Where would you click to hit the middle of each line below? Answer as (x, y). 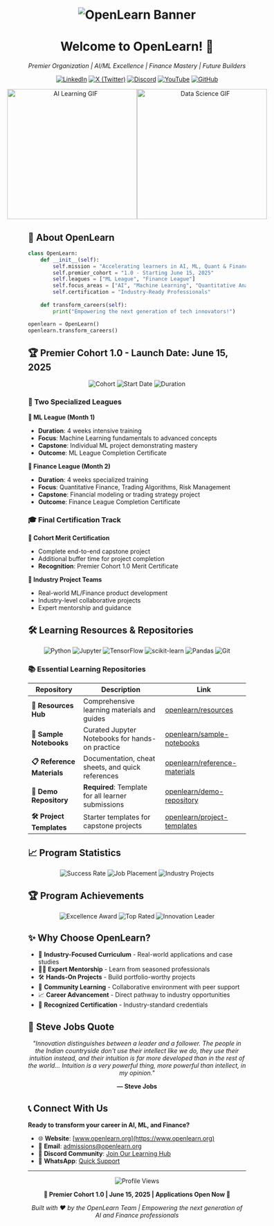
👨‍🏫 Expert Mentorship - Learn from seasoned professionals (124, 969)
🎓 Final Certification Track (74, 520)
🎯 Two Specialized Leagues (75, 402)
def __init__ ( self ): (70, 260)
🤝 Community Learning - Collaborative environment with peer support (139, 987)
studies (48, 962)
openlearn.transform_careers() (73, 330)
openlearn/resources (199, 709)
